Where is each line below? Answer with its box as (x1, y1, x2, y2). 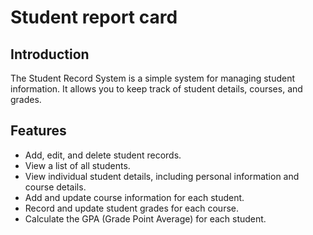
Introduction (10, 46, 90, 63)
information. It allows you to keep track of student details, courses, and (10, 83, 303, 95)
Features (10, 122, 67, 140)
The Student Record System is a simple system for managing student (10, 72, 296, 84)
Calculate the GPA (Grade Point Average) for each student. (24, 212, 267, 225)
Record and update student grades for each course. (24, 202, 239, 214)
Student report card (10, 6, 178, 29)
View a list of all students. (24, 159, 131, 171)
